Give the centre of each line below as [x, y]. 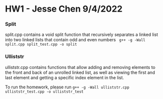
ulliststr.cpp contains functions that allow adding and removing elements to [80, 67]
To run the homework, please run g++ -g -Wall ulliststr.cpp [67, 87]
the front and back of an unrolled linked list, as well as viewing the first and [80, 72]
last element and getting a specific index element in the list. [64, 77]
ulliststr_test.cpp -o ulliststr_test [44, 91]
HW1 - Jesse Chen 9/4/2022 [64, 9]
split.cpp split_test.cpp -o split [41, 45]
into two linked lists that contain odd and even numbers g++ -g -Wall [75, 40]
